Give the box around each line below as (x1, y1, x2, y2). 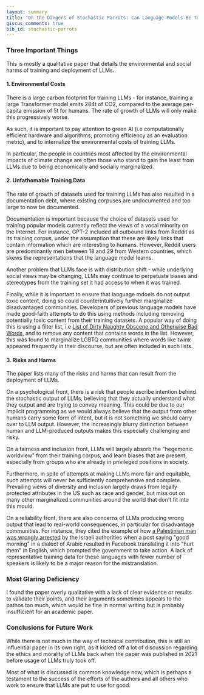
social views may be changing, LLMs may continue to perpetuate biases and (6, 272, 198, 279)
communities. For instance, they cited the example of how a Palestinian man (6, 527, 197, 535)
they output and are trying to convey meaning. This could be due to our (6, 401, 185, 408)
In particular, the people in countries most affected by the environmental (6, 150, 187, 157)
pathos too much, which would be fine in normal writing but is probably (6, 602, 185, 609)
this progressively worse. (6, 113, 70, 121)
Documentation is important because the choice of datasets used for (6, 215, 178, 223)
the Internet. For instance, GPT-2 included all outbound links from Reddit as (6, 228, 195, 235)
